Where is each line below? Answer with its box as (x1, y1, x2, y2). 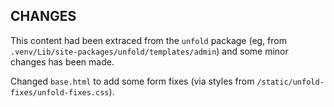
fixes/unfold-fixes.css (10, 87, 110, 98)
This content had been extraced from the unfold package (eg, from (10, 34, 288, 46)
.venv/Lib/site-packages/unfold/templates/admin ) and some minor (10, 45, 289, 57)
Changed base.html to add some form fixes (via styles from (10, 75, 255, 87)
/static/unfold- (256, 77, 325, 87)
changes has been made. (10, 55, 115, 68)
